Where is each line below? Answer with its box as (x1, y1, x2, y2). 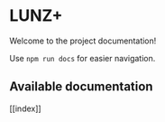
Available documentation (9, 79, 153, 95)
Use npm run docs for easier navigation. (9, 52, 156, 63)
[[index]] (9, 103, 42, 114)
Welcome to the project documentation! (9, 35, 157, 46)
